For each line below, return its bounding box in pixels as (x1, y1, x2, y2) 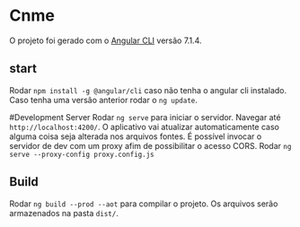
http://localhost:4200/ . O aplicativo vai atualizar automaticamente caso (9, 121, 280, 132)
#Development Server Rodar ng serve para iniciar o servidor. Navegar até (9, 111, 281, 122)
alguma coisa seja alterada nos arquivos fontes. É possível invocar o (9, 131, 262, 142)
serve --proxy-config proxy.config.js (9, 150, 154, 159)
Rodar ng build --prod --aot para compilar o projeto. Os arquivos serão (9, 198, 278, 209)
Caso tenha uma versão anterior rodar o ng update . (9, 94, 198, 105)
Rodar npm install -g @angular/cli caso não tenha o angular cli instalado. (9, 84, 287, 95)
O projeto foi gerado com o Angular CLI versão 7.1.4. (9, 35, 202, 46)
